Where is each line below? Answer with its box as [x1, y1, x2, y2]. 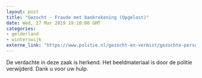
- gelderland [6, 31, 39, 37]
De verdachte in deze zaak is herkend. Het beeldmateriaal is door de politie [6, 58, 192, 66]
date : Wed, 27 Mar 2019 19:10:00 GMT [6, 20, 101, 26]
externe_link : [6, 43, 42, 49]
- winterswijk [6, 37, 42, 43]
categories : [6, 25, 36, 32]
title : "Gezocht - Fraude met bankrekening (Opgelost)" [6, 14, 149, 20]
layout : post [6, 8, 39, 15]
